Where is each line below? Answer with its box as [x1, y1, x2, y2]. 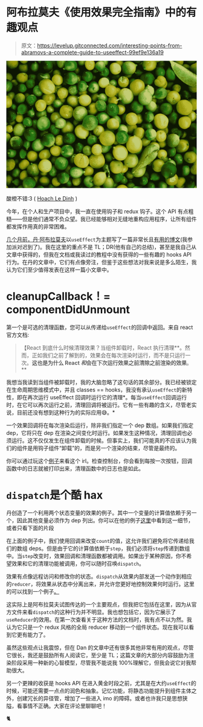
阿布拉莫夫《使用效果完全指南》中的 [6, 5, 187, 19]
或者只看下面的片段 [6, 525, 54, 532]
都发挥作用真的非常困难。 [6, 222, 70, 230]
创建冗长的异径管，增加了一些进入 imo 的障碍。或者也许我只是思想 [16, 695, 182, 702]
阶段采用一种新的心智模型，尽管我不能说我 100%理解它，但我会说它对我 [11, 659, 192, 666]
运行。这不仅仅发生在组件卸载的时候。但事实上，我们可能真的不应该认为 [11, 437, 192, 444]
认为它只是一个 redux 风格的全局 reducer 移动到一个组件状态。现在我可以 [6, 623, 189, 631]
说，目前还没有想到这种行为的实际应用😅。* [6, 408, 115, 416]
